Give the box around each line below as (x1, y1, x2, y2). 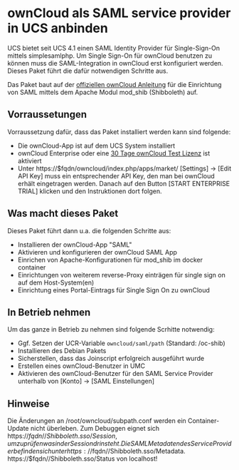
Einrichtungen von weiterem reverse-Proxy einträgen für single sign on (17, 270, 225, 279)
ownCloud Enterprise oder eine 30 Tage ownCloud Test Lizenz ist (17, 148, 211, 158)
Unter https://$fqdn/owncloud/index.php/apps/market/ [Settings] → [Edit (17, 164, 232, 173)
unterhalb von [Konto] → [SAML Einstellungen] (17, 377, 155, 386)
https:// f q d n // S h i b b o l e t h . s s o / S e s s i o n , (7, 431, 117, 440)
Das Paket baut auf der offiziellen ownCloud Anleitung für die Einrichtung (7, 80, 222, 88)
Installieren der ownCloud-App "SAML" (17, 240, 132, 249)
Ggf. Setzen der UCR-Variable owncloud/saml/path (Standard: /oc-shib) (17, 339, 225, 347)
